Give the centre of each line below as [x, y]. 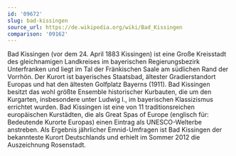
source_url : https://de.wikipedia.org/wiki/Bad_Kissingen [95, 27]
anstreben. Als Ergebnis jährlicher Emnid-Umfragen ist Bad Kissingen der [115, 130]
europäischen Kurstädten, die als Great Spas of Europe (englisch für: [108, 115]
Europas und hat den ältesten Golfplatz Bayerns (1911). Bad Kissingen [109, 84]
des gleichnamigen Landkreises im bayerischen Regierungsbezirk [104, 62]
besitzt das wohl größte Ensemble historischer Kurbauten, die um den [109, 92]
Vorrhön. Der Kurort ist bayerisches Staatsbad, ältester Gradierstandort [112, 77]
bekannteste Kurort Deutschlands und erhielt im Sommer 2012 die [104, 137]
